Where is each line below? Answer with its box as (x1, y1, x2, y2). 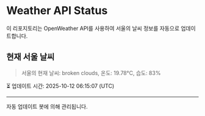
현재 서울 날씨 (6, 52, 55, 62)
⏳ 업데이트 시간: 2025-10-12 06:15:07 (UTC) (6, 82, 115, 89)
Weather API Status (6, 4, 108, 18)
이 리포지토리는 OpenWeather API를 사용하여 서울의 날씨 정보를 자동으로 (6, 24, 180, 32)
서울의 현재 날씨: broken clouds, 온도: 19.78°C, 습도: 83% (21, 69, 161, 76)
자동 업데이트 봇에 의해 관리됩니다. (6, 103, 88, 110)
